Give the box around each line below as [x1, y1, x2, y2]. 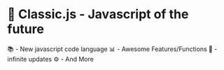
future [7, 21, 44, 37]
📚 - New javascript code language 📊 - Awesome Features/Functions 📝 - [7, 45, 218, 53]
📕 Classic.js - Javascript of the [7, 6, 189, 22]
